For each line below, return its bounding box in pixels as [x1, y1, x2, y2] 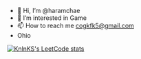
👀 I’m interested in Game [17, 14, 87, 22]
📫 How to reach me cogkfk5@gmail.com [17, 21, 134, 29]
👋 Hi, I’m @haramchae [17, 7, 80, 14]
